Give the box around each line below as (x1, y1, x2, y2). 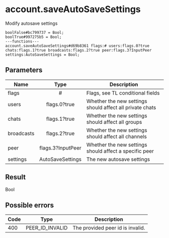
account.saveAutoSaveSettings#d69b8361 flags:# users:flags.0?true (5, 43, 150, 49)
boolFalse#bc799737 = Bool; (5, 30, 64, 35)
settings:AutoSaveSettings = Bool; (5, 52, 80, 57)
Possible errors (5, 201, 54, 209)
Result (5, 173, 26, 181)
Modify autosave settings (5, 20, 58, 26)
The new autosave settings (86, 156, 150, 163)
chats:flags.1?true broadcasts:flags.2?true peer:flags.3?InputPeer (5, 47, 152, 53)
